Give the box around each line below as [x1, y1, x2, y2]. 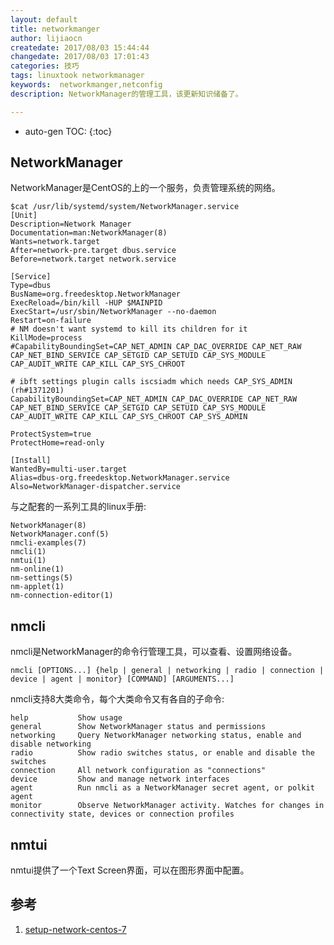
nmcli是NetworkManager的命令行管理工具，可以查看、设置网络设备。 [10, 646, 298, 658]
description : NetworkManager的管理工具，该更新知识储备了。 [10, 89, 243, 99]
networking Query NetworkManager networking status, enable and [10, 731, 302, 741]
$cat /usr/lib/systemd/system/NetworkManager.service [10, 202, 240, 212]
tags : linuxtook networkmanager [10, 71, 145, 81]
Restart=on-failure [10, 316, 92, 326]
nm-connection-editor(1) [10, 591, 114, 601]
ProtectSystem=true [10, 429, 92, 440]
